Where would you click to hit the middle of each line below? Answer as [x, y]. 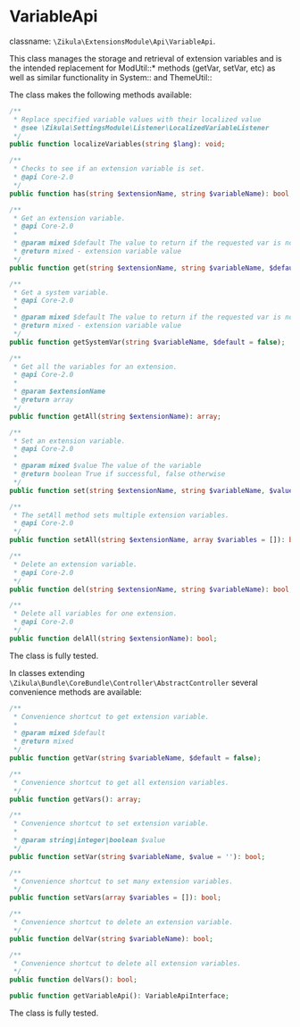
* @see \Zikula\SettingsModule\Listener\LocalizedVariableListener [141, 128]
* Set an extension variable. [69, 441]
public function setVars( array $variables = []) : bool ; [115, 898]
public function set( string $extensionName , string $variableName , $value [151, 490]
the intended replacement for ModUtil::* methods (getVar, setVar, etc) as [142, 68]
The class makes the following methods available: [100, 95]
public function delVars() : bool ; [74, 980]
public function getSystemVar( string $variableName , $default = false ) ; [147, 342]
